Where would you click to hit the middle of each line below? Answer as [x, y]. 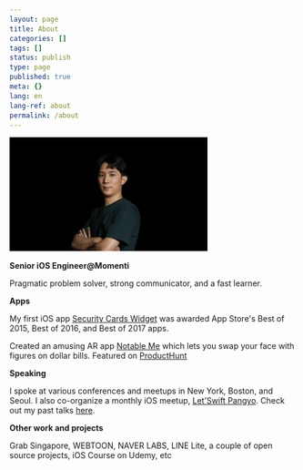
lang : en [26, 96]
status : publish [40, 58]
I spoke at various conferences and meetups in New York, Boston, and [141, 391]
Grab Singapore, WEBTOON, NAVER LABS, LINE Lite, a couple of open [141, 445]
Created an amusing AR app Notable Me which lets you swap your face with [152, 346]
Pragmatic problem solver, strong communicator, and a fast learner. [136, 283]
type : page [30, 67]
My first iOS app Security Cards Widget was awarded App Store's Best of [147, 319]
